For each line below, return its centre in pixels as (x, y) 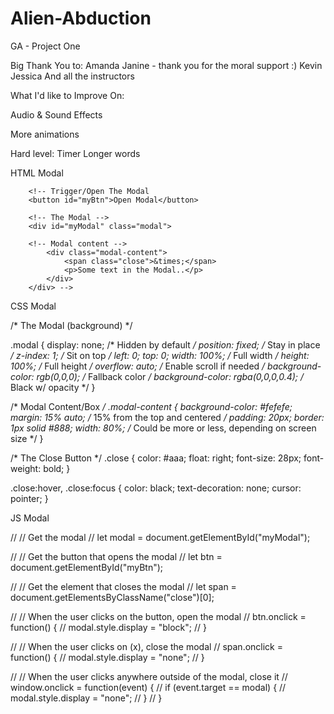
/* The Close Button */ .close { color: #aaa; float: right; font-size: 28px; (156, 458)
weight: (26, 468)
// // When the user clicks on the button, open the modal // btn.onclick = (158, 616)
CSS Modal (33, 306)
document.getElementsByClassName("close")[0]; (112, 597)
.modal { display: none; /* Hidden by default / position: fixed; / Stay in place (165, 344)
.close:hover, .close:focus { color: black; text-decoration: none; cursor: (156, 488)
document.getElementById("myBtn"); (87, 567)
